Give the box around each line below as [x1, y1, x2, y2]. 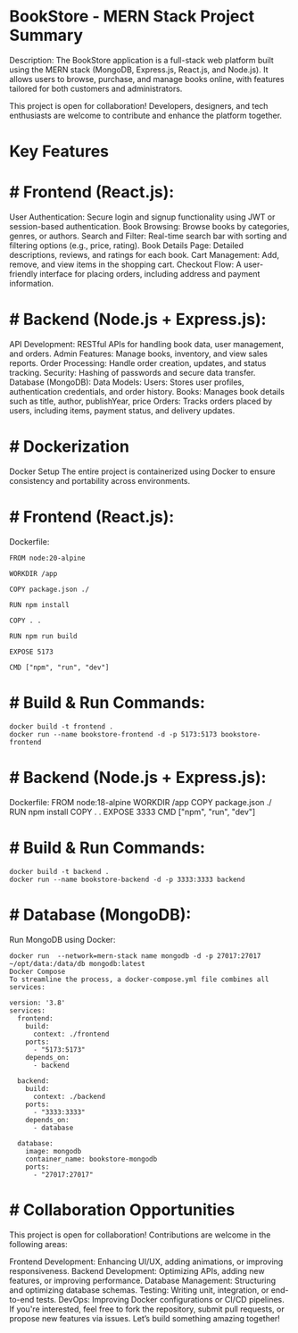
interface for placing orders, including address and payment [39, 269, 261, 279]
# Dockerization [9, 437, 129, 457]
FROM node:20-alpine [9, 554, 87, 562]
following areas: [9, 1238, 69, 1249]
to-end [9, 1294, 35, 1304]
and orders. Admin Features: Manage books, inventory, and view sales [9, 348, 268, 359]
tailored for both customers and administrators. [9, 83, 183, 94]
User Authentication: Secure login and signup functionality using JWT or [9, 212, 276, 222]
